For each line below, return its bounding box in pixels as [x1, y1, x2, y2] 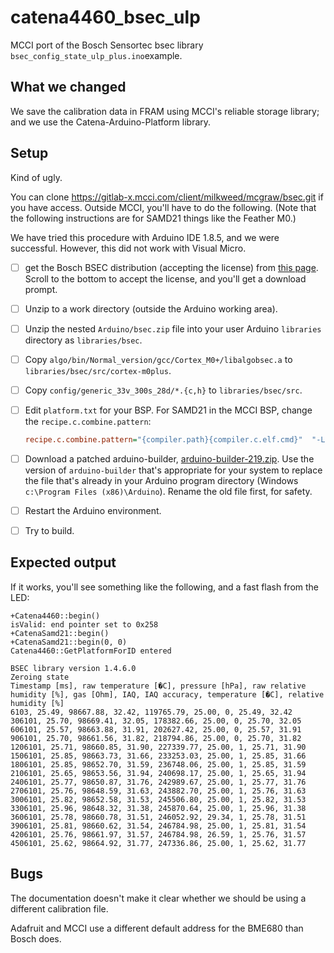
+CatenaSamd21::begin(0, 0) [10, 637, 128, 647]
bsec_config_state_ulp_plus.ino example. [10, 49, 183, 61]
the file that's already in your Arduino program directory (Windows [24, 474, 299, 486]
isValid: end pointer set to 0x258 [10, 619, 159, 630]
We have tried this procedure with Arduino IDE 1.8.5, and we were [10, 231, 280, 243]
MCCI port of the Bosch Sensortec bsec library [10, 39, 204, 51]
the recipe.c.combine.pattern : [24, 415, 152, 427]
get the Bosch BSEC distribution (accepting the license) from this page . [24, 261, 319, 273]
